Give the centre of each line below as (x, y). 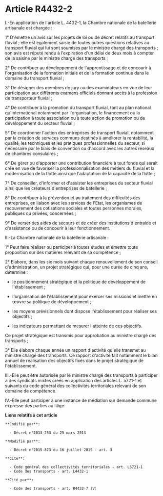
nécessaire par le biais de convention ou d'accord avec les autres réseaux (80, 148)
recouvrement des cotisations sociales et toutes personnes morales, (74, 208)
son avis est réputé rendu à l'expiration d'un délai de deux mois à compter (80, 53)
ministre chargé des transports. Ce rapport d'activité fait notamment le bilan (81, 355)
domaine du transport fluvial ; (35, 78)
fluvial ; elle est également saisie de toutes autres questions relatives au (77, 42)
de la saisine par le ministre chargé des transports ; (57, 58)
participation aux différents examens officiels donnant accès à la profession (81, 93)
